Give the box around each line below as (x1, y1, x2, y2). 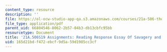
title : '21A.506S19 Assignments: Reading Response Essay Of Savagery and (5, 35, 162, 40)
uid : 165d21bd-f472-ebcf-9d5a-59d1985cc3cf (5, 40, 97, 45)
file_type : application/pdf (5, 21, 64, 26)
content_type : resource (5, 7, 55, 12)
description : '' (5, 12, 39, 17)
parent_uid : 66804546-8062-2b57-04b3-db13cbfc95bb (5, 26, 112, 31)
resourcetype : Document (5, 30, 55, 35)
